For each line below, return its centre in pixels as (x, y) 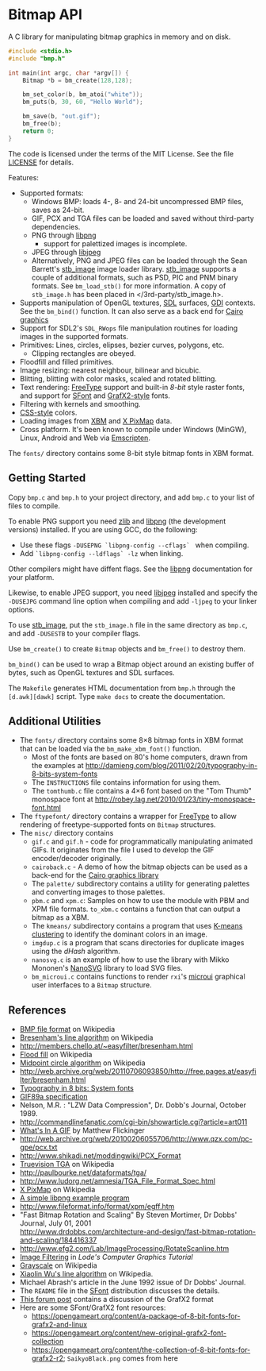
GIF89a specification (54, 1097)
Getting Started (47, 478)
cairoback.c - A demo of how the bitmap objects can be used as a (139, 867)
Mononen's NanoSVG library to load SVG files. (107, 968)
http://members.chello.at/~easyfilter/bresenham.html (106, 1046)
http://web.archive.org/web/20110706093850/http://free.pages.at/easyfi (138, 1072)
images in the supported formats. (74, 336)
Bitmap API (46, 15)
